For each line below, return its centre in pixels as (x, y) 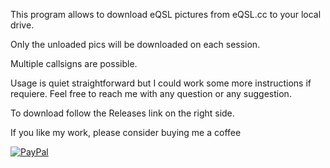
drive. (22, 25)
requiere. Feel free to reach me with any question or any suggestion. (151, 93)
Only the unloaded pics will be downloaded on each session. (135, 44)
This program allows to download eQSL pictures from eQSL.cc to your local (166, 14)
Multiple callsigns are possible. (74, 63)
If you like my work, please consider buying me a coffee (126, 132)
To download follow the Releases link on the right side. (122, 113)
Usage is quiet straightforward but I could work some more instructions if (161, 83)
